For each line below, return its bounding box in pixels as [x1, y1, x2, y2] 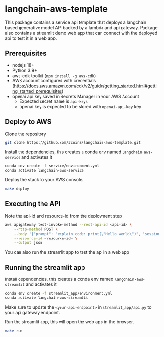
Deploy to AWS [5, 118, 52, 126]
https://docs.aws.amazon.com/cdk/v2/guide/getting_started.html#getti [14, 83, 157, 89]
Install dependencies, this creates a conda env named [5, 277, 114, 282]
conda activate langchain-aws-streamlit [5, 295, 89, 300]
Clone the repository [5, 131, 46, 137]
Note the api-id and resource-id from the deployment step [5, 213, 122, 218]
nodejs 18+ [12, 62, 35, 68]
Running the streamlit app [5, 263, 85, 272]
